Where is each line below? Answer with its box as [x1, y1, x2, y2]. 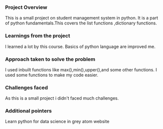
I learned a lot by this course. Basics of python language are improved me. [5, 43, 156, 49]
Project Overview [5, 4, 48, 11]
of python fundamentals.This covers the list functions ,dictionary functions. [5, 20, 157, 26]
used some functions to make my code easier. [5, 72, 99, 78]
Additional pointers [5, 107, 52, 114]
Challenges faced [5, 84, 48, 91]
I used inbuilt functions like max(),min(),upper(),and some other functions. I [5, 66, 157, 72]
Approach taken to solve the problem [5, 56, 96, 63]
